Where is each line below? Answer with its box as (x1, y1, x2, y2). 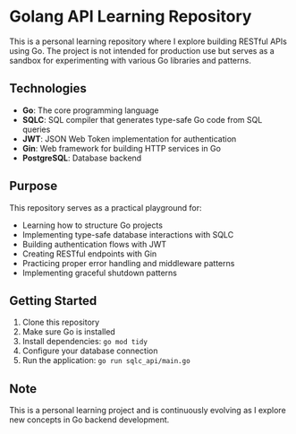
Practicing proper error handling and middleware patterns (21, 257, 235, 268)
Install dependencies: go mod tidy (21, 336, 148, 347)
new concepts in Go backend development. (9, 414, 170, 425)
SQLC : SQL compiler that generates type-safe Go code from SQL (21, 114, 263, 125)
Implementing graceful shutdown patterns (21, 267, 177, 278)
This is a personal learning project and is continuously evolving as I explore (9, 405, 286, 416)
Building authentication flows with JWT (21, 239, 167, 249)
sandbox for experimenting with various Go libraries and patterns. (9, 55, 252, 65)
